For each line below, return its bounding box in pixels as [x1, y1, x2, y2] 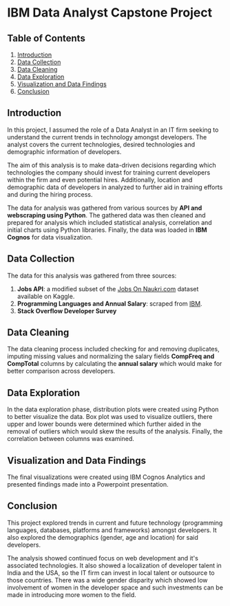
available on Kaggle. [17, 292, 75, 300]
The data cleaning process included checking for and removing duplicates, [7, 345, 220, 353]
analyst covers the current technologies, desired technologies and [7, 140, 195, 148]
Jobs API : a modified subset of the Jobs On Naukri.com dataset [17, 284, 199, 293]
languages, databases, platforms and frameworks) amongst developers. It [7, 526, 217, 534]
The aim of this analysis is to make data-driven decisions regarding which [7, 161, 216, 169]
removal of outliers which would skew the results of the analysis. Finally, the [7, 427, 223, 436]
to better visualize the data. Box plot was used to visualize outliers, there [7, 413, 213, 421]
